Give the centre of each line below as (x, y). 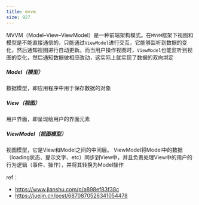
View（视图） (23, 103)
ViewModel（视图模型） (36, 134)
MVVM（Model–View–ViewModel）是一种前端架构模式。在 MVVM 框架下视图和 (100, 35)
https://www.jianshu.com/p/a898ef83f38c (67, 190)
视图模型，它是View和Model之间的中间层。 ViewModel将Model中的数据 (95, 150)
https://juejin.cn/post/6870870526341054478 (71, 196)
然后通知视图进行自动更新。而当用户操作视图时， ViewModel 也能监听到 (102, 50)
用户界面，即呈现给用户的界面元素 (48, 119)
